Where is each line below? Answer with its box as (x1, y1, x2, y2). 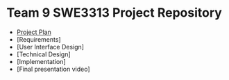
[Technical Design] (16, 50, 71, 58)
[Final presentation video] (16, 65, 91, 73)
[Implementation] (16, 57, 67, 65)
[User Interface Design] (16, 42, 85, 51)
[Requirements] (16, 35, 61, 43)
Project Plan (16, 28, 51, 36)
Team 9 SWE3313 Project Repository (6, 5, 223, 21)
